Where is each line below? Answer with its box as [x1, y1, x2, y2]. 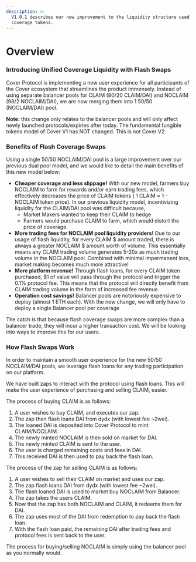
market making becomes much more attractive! [14, 261, 129, 268]
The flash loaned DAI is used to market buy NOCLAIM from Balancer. [14, 488, 181, 495]
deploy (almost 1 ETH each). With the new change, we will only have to [14, 298, 185, 305]
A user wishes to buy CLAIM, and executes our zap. [14, 409, 140, 416]
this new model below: [6, 169, 60, 176]
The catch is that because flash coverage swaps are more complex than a [6, 316, 184, 323]
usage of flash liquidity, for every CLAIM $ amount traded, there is [14, 236, 174, 243]
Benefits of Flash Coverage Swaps [6, 142, 106, 150]
